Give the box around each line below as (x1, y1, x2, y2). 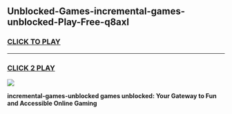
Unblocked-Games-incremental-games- (7, 6, 185, 17)
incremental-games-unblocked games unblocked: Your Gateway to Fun (7, 91, 217, 99)
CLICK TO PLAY (7, 37, 61, 47)
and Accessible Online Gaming (7, 99, 97, 107)
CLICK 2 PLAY (7, 63, 55, 73)
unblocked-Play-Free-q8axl (7, 17, 130, 28)
